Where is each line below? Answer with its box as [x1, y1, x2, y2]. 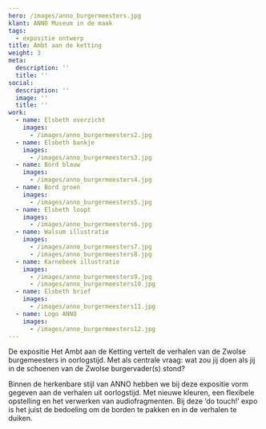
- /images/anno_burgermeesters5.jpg [29, 198, 152, 206]
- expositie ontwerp [15, 34, 84, 42]
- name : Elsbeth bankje [15, 138, 95, 147]
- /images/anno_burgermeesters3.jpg [29, 153, 152, 161]
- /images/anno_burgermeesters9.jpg [29, 273, 152, 281]
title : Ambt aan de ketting [8, 42, 103, 50]
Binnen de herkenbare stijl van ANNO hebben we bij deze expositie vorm [8, 379, 248, 389]
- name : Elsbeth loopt [15, 205, 91, 213]
